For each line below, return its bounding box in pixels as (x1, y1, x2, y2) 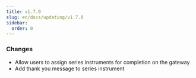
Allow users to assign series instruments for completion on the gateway (14, 58, 190, 65)
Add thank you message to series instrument (14, 65, 125, 72)
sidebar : (6, 20, 28, 26)
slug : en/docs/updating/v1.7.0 (6, 14, 84, 20)
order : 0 (11, 25, 33, 32)
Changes (6, 45, 33, 54)
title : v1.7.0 (6, 8, 42, 15)
